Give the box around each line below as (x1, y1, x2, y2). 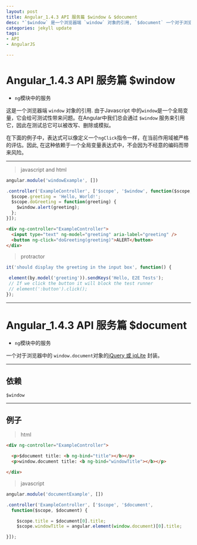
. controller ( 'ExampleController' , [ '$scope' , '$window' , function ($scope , (6, 188, 193, 194)
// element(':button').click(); (8, 286, 88, 292)
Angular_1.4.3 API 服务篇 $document (6, 319, 187, 332)
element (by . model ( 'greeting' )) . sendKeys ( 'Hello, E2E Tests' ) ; (8, 275, 164, 281)
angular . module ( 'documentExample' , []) (6, 491, 104, 497)
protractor (20, 253, 45, 260)
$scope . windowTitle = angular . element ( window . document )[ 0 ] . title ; (16, 523, 182, 530)
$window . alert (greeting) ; (16, 204, 80, 211)
